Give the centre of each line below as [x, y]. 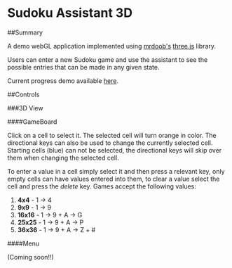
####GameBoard [32, 122]
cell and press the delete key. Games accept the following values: [102, 186]
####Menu [23, 243]
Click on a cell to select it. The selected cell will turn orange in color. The [112, 135]
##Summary [25, 32]
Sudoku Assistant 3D [70, 13]
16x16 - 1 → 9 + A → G [50, 215]
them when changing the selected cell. [63, 158]
